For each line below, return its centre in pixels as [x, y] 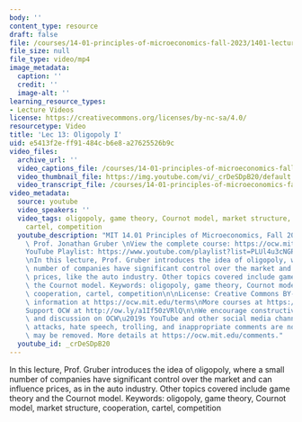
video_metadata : [40, 193]
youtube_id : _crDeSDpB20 [64, 344]
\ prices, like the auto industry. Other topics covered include [151, 277]
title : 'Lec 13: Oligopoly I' [66, 135]
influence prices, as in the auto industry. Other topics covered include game [150, 389]
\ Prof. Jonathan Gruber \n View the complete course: [128, 244]
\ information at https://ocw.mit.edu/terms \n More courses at [144, 302]
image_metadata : [40, 68]
